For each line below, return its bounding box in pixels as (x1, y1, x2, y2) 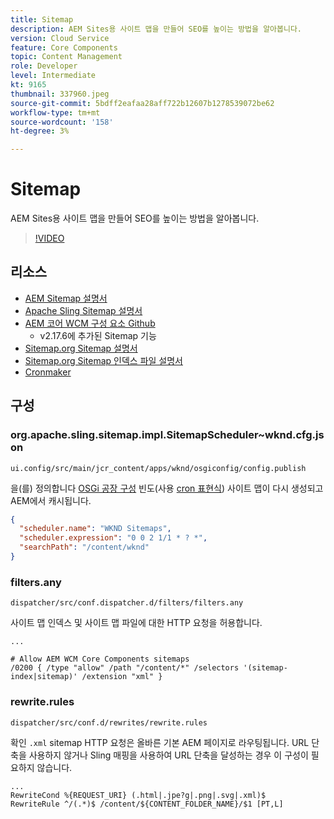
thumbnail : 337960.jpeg (10, 89, 110, 99)
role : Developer (10, 61, 78, 71)
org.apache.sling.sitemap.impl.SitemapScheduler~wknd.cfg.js (10, 428, 325, 442)
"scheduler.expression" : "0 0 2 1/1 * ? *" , (19, 533, 208, 543)
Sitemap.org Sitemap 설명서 (24, 342, 138, 354)
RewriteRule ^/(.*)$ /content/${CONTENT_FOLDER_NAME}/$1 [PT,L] (10, 799, 284, 809)
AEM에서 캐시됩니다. (10, 494, 92, 506)
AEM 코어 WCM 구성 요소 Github (24, 317, 156, 329)
